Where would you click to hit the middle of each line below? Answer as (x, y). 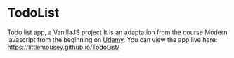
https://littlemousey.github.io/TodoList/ (63, 47)
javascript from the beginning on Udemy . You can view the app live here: (112, 39)
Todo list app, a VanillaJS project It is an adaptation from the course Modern (117, 32)
